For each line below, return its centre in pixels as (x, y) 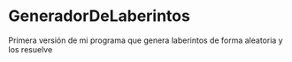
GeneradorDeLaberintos (100, 16)
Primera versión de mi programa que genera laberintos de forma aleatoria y (146, 40)
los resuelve (31, 49)
